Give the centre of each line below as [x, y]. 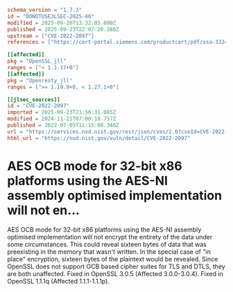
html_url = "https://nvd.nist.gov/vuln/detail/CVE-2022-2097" [99, 138]
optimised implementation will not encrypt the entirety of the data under [110, 237]
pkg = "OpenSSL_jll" [37, 61]
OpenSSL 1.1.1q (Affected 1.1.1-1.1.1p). [58, 281]
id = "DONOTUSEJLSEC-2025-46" [51, 16]
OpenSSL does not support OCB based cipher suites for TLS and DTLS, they [116, 266]
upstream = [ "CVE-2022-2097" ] [51, 36]
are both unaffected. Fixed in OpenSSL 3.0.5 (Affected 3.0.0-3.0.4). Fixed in [115, 273]
